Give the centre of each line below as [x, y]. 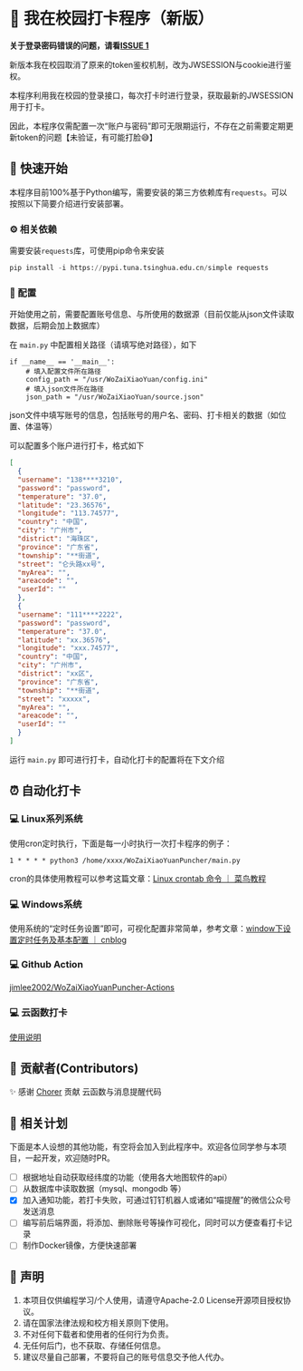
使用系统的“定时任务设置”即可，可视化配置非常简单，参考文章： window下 [146, 928]
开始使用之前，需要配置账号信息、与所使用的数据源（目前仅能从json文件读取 [152, 315]
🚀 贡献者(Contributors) [74, 1068]
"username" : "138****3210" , [71, 480]
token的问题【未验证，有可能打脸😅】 [87, 137]
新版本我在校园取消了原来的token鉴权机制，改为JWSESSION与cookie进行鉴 [151, 64]
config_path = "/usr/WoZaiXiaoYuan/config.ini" [117, 380]
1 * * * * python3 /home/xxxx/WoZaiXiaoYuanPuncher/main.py [125, 861]
